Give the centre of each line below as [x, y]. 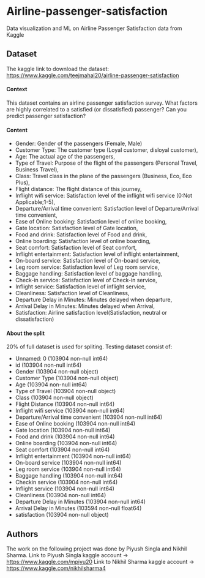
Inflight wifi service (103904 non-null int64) [70, 411]
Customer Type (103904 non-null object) [67, 378]
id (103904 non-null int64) [48, 365]
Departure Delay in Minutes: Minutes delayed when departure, [94, 300]
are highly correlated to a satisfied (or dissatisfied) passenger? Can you [97, 109]
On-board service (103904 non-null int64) [68, 463]
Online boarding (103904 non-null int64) [66, 443]
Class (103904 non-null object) [54, 398]
